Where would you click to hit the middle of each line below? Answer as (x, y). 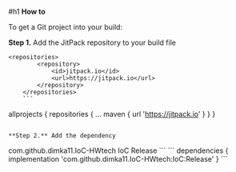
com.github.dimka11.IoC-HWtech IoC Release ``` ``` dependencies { (118, 150)
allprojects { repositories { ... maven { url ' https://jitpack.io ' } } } (112, 114)
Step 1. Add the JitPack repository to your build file (92, 42)
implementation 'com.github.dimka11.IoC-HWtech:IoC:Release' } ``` (118, 159)
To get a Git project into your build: (65, 27)
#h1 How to (27, 12)
